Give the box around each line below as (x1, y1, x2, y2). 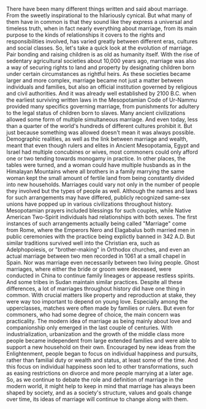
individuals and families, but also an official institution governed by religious (6, 83, 197, 91)
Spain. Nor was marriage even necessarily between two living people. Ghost (6, 259, 199, 266)
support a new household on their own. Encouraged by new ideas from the (6, 343, 196, 351)
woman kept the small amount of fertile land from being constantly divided (6, 174, 194, 181)
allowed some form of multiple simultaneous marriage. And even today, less (6, 116, 198, 123)
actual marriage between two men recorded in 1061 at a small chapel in (6, 252, 186, 260)
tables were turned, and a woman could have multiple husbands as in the (6, 162, 191, 168)
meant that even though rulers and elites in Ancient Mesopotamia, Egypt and (6, 142, 200, 149)
